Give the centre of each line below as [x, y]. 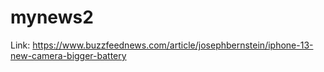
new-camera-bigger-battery [68, 55]
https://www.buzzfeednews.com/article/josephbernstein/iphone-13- [173, 45]
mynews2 [52, 17]
